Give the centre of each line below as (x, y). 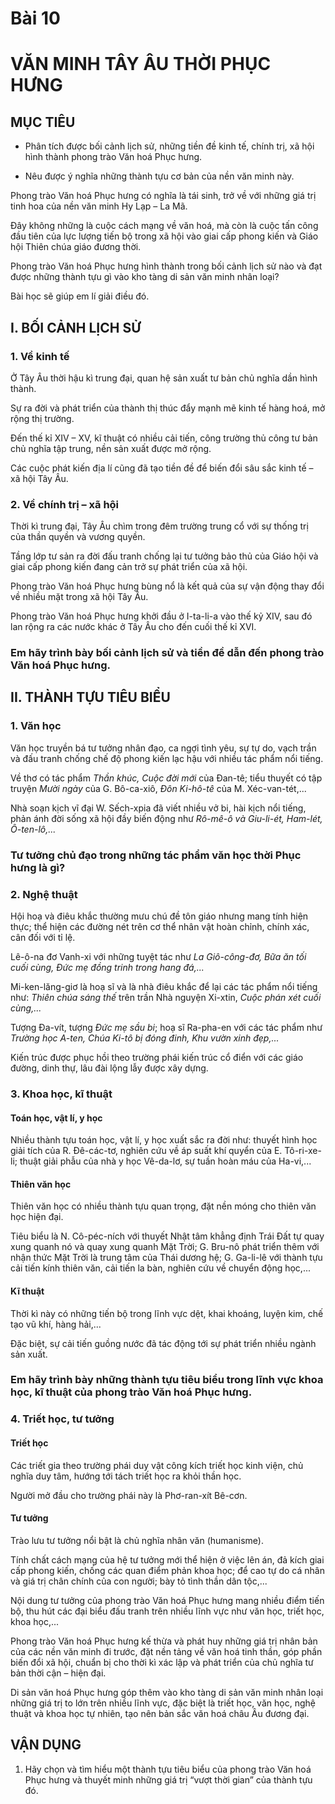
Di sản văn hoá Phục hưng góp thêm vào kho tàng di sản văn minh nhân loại (167, 1692)
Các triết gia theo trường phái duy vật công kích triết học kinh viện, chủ (157, 1465)
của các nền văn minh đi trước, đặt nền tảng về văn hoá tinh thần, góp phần (166, 1651)
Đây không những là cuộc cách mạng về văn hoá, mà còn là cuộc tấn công (164, 226)
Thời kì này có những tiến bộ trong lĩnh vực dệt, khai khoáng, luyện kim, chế (167, 1313)
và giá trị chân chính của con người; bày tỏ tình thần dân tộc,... (139, 1581)
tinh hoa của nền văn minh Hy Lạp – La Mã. (99, 206)
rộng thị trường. (42, 418)
